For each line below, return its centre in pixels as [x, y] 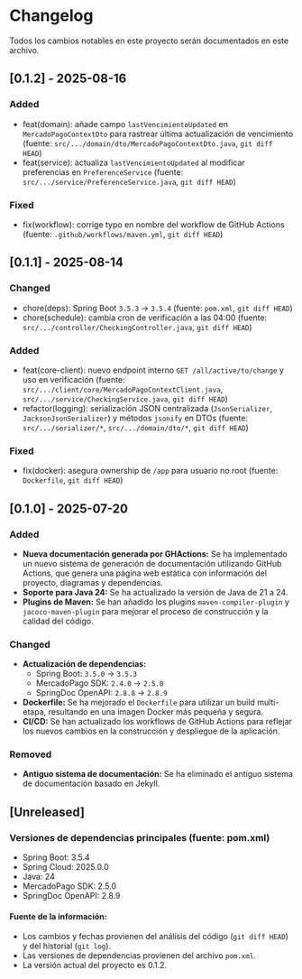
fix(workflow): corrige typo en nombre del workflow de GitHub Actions [154, 224]
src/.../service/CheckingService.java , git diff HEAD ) [125, 399]
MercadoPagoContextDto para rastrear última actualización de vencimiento [158, 134]
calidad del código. [58, 621]
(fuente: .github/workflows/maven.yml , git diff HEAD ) [123, 234]
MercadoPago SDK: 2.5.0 [69, 886]
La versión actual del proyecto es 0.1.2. [95, 965]
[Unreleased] [47, 812]
